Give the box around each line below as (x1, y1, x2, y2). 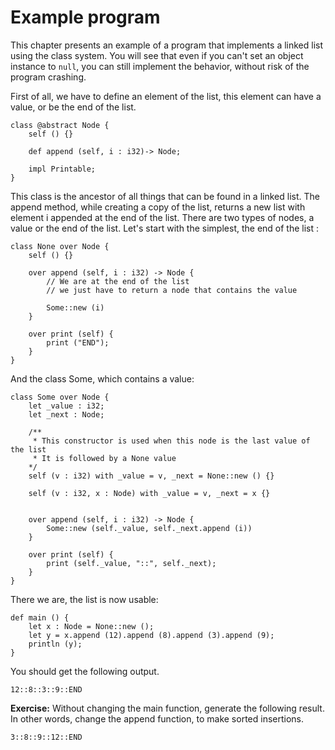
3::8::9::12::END (10, 732, 83, 742)
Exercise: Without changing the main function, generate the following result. (10, 702, 325, 714)
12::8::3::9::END (10, 684, 83, 695)
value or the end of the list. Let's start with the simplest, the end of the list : (10, 222, 320, 234)
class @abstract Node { (10, 120, 110, 130)
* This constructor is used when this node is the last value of (32, 436, 311, 446)
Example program (10, 6, 161, 29)
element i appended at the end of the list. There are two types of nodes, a (10, 211, 315, 223)
